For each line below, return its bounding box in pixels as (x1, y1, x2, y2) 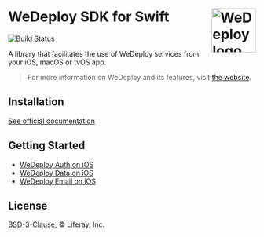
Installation (8, 95, 64, 109)
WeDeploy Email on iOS (19, 177, 97, 186)
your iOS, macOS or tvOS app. (8, 57, 107, 67)
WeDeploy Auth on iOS (19, 159, 94, 169)
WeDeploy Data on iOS (19, 168, 94, 177)
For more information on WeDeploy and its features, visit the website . (27, 72, 251, 82)
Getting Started (8, 139, 86, 152)
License (8, 199, 48, 212)
